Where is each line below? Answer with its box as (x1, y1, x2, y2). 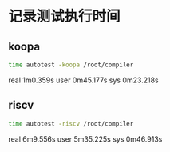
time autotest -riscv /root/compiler (8, 119, 134, 128)
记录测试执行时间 (8, 7, 121, 26)
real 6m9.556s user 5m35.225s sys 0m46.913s (8, 134, 163, 144)
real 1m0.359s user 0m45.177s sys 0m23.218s (8, 75, 159, 85)
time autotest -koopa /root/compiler (8, 61, 134, 69)
